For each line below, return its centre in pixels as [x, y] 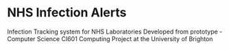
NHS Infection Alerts [67, 13]
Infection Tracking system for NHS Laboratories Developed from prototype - [115, 32]
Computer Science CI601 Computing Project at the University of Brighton [110, 38]
